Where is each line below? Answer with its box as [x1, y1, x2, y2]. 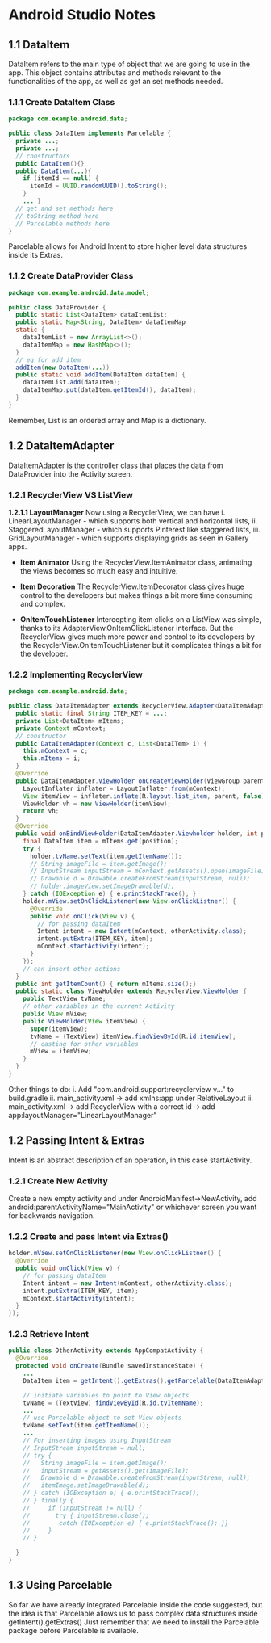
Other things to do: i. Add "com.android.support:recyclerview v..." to [8, 1084, 235, 1094]
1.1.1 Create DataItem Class [8, 96, 115, 107]
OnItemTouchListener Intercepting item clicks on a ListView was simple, [19, 614, 262, 624]
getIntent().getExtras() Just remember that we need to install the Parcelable [8, 1617, 260, 1627]
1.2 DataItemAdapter [8, 439, 115, 453]
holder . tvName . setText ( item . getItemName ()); [29, 852, 182, 860]
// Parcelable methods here [15, 220, 110, 228]
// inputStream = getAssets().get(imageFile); [23, 1466, 190, 1475]
